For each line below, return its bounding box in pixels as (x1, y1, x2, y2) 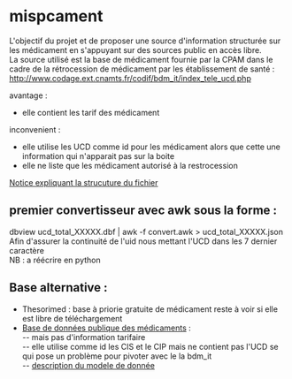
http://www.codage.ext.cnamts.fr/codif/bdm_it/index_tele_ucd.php (9, 72, 252, 83)
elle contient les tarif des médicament (21, 107, 160, 117)
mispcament (9, 6, 104, 27)
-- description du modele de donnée (21, 360, 155, 370)
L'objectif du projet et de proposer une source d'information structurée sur (9, 35, 281, 46)
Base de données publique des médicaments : (21, 322, 192, 333)
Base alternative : (9, 280, 108, 295)
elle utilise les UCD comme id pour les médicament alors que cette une (21, 141, 280, 152)
